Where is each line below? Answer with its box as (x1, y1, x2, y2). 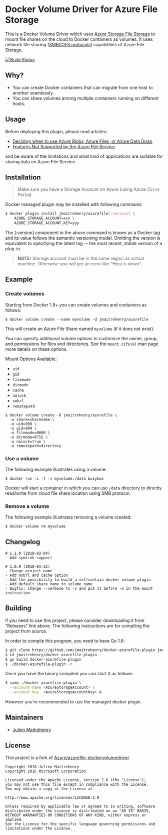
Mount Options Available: (5, 356, 57, 362)
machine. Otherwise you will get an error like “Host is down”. (17, 261, 142, 267)
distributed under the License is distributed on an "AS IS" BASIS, (5, 808, 151, 813)
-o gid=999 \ (9, 426, 37, 431)
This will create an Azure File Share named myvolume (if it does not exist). (5, 326, 155, 332)
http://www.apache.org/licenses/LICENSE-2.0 (5, 795, 99, 800)
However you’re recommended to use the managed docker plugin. (5, 699, 142, 705)
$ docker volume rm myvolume (5, 524, 66, 529)
